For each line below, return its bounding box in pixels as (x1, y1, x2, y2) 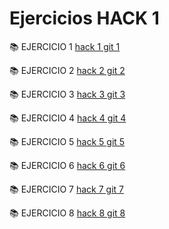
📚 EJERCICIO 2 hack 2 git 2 (9, 64, 126, 76)
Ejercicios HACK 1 (9, 7, 160, 30)
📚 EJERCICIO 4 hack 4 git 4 (9, 112, 127, 124)
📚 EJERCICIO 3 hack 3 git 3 (9, 88, 126, 100)
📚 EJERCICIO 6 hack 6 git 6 (9, 159, 126, 171)
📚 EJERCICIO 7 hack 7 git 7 (9, 183, 125, 195)
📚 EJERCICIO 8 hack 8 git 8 (9, 207, 126, 219)
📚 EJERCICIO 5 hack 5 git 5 (9, 135, 126, 147)
